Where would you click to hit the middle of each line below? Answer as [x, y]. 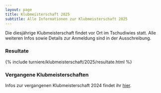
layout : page [19, 10]
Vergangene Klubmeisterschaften [47, 75]
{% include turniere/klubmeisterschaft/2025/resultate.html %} [69, 62]
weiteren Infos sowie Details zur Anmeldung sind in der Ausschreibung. [78, 38]
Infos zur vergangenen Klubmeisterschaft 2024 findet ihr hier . [68, 85]
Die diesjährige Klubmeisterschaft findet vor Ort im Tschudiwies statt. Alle [81, 33]
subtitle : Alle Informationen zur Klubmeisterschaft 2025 [66, 19]
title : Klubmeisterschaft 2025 [38, 14]
